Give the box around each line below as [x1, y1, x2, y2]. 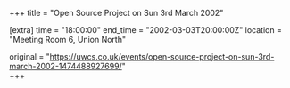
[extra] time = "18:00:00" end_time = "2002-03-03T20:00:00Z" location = [9, 25, 283, 35]
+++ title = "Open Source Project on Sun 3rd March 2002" [9, 8, 224, 18]
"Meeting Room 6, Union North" [9, 35, 127, 44]
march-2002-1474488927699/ [9, 61, 122, 71]
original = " [9, 52, 51, 61]
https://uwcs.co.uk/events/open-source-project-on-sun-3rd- [49, 52, 275, 61]
